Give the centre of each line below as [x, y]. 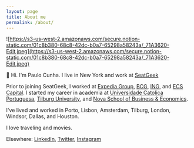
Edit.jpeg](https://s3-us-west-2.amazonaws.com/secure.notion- [84, 51]
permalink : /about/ [30, 22]
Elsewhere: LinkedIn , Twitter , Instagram [54, 139]
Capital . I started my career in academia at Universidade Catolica [85, 93]
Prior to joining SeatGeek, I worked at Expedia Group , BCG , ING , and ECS [95, 87]
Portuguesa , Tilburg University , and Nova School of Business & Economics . [97, 99]
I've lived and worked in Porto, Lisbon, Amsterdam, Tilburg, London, [88, 110]
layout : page [22, 11]
